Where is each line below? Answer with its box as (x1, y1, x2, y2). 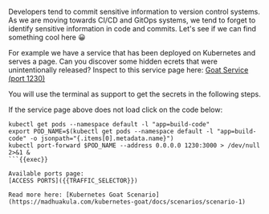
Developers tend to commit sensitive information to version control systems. (8, 7, 261, 16)
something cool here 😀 (8, 32, 86, 42)
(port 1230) (8, 74, 46, 83)
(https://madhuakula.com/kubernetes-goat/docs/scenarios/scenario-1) (8, 198, 247, 206)
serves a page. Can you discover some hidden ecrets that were (8, 56, 218, 66)
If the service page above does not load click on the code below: (8, 105, 223, 114)
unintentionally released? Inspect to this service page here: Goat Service (8, 65, 249, 75)
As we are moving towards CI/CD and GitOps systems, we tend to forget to (8, 15, 256, 25)
